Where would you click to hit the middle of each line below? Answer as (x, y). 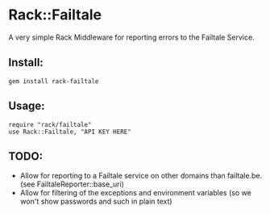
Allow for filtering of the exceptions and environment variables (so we (135, 193)
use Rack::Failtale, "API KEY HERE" (70, 132)
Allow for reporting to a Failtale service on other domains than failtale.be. (141, 176)
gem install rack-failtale (54, 81)
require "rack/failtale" (50, 124)
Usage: (27, 106)
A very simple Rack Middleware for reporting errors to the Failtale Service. (132, 37)
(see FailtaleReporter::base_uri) (72, 184)
